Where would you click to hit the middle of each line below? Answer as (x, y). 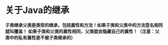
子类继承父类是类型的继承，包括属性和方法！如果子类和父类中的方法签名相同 (84, 25)
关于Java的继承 (37, 10)
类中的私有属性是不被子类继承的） (40, 37)
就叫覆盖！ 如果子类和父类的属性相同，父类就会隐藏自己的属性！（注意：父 (82, 31)
